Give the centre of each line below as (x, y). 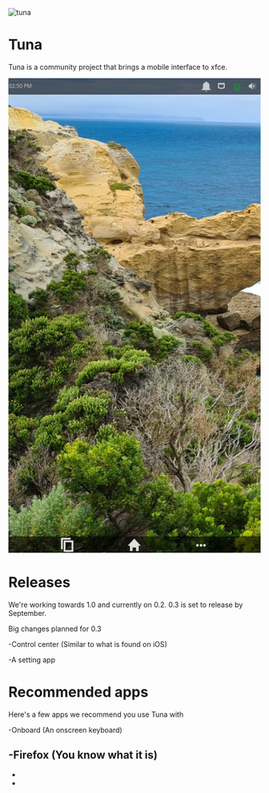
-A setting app (32, 659)
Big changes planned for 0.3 (55, 629)
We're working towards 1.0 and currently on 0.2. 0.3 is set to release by (126, 605)
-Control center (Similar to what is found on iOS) (88, 644)
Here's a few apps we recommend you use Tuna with (96, 714)
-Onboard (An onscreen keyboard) (65, 730)
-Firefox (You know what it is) (83, 755)
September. (27, 613)
